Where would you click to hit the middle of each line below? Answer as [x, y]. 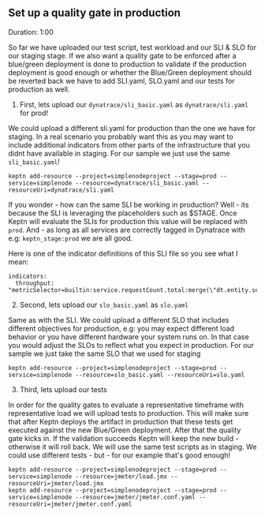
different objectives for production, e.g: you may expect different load [121, 328]
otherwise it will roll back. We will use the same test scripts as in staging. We [132, 447]
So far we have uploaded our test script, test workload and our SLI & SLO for [132, 47]
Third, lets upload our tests [63, 389]
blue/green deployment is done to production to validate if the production [127, 64]
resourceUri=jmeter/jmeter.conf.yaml [70, 504]
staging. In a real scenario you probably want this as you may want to [121, 136]
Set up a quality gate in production [95, 13]
